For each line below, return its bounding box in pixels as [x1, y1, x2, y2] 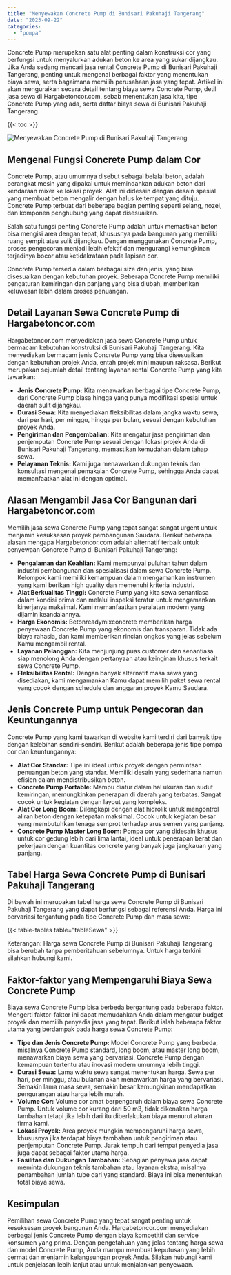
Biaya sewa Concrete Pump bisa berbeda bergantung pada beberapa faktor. [7, 1003, 224, 1012]
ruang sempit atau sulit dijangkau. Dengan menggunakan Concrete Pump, [7, 237, 217, 245]
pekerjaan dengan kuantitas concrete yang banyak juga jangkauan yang [17, 841, 222, 850]
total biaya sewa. [17, 1178, 66, 1187]
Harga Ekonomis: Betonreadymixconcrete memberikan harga [17, 617, 192, 626]
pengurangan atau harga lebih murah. [17, 1090, 125, 1098]
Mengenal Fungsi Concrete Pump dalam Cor [7, 153, 201, 166]
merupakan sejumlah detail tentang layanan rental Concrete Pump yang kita [7, 365, 223, 374]
